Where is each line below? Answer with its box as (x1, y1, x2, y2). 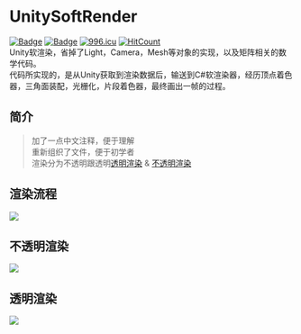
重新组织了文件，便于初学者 (31, 146, 135, 157)
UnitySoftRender (9, 6, 138, 27)
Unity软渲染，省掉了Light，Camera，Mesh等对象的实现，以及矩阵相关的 (9, 47, 279, 58)
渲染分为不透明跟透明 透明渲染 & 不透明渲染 (31, 158, 192, 168)
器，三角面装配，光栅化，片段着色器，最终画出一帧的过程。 (9, 80, 231, 91)
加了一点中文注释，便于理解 (31, 135, 135, 146)
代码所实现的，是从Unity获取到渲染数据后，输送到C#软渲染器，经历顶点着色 (9, 69, 293, 80)
